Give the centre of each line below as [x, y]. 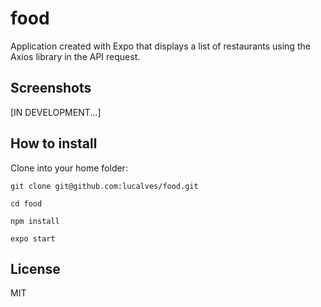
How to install [54, 143]
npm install [35, 221]
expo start [33, 238]
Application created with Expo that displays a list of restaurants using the [160, 46]
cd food [26, 203]
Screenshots [51, 88]
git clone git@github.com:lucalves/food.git [104, 186]
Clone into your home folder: [69, 168]
